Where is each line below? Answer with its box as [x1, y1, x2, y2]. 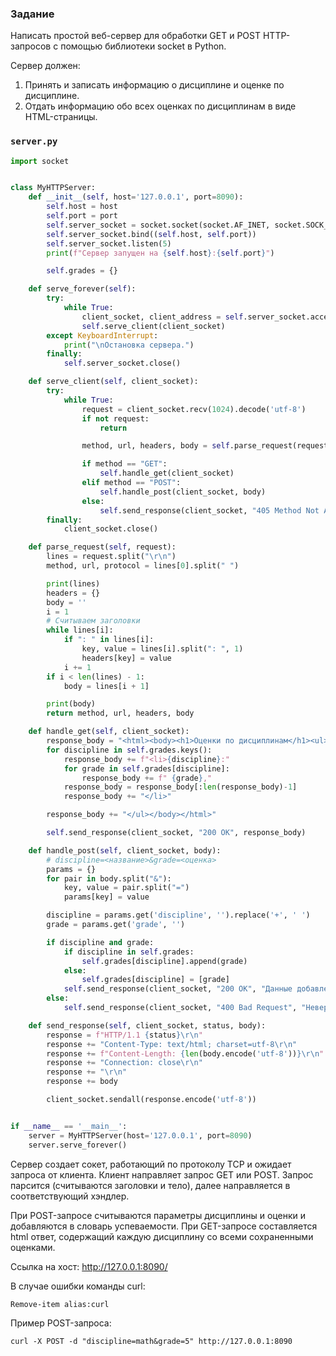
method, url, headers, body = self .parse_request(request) [81, 441, 333, 451]
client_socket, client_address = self [81, 312, 244, 322]
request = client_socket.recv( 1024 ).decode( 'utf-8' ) [81, 404, 307, 414]
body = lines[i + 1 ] [63, 681, 150, 691]
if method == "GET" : [81, 459, 168, 469]
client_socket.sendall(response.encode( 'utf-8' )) [46, 1095, 257, 1105]
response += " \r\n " [46, 1067, 128, 1077]
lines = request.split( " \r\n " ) [46, 552, 177, 562]
